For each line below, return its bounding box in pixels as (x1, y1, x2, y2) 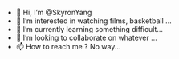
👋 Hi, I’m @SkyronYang (15, 8, 92, 17)
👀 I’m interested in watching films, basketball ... (15, 16, 173, 26)
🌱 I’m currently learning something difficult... (15, 25, 163, 33)
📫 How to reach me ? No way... (15, 42, 121, 51)
